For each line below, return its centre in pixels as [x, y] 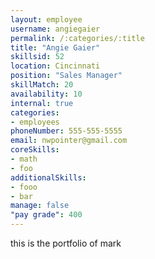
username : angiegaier [55, 29]
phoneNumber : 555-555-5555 [66, 131]
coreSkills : [35, 150]
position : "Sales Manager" [66, 76]
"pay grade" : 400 [46, 215]
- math [24, 159]
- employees [35, 122]
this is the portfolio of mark [66, 243]
